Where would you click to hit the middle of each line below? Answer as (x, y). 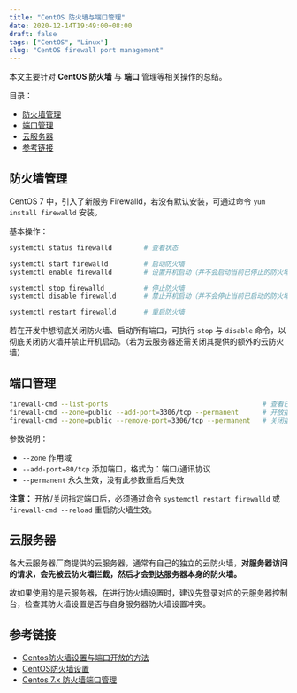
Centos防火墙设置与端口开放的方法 (85, 658)
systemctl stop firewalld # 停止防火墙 (97, 288)
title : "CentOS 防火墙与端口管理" (67, 17)
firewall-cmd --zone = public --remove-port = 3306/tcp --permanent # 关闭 (147, 420)
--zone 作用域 (47, 457)
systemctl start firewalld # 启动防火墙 (97, 264)
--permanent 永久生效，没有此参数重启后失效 (103, 479)
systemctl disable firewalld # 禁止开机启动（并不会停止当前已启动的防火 (146, 296)
